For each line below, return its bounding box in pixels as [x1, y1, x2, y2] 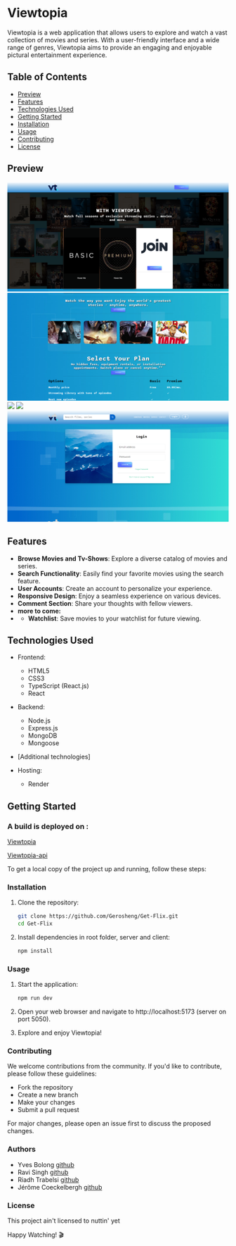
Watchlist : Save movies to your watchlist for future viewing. [27, 614, 202, 623]
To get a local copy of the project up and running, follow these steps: [7, 865, 207, 873]
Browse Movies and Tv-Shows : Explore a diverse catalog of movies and [17, 554, 228, 563]
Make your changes [17, 1098, 75, 1107]
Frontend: [17, 653, 46, 661]
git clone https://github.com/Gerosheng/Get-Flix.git [17, 913, 178, 920]
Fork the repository [17, 1083, 74, 1092]
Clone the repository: [17, 898, 79, 907]
